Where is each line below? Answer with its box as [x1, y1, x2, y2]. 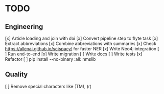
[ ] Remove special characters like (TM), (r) [5, 83, 92, 89]
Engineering [5, 23, 43, 31]
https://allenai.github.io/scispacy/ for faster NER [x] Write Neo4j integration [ [5, 46, 159, 51]
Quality [5, 70, 28, 79]
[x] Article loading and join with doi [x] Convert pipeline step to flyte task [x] [5, 35, 158, 41]
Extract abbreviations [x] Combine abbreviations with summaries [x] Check [5, 41, 157, 47]
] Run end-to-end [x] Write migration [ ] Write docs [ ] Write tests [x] [5, 51, 143, 57]
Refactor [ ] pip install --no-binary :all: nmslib [5, 56, 96, 62]
